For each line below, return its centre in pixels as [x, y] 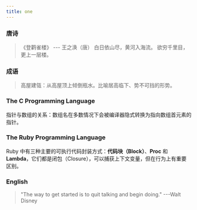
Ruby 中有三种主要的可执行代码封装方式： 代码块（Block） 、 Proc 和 [87, 151]
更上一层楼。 [36, 54]
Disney [29, 201]
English [17, 182]
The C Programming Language [51, 101]
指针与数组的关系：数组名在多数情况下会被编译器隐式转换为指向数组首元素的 [99, 114]
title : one [19, 12]
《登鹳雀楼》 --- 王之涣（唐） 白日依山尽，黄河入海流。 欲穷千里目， [104, 47]
